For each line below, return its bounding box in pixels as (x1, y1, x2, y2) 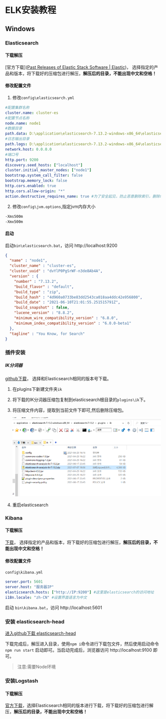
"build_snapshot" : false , (14, 305, 70, 310)
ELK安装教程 (5, 4, 56, 16)
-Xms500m (5, 214, 23, 219)
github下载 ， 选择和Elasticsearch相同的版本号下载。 (5, 376, 112, 382)
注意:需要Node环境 (17, 664, 56, 670)
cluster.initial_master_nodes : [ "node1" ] (5, 168, 92, 173)
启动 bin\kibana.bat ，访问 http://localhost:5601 (5, 605, 102, 611)
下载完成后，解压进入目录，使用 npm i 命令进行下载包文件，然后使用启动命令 (5, 641, 159, 647)
